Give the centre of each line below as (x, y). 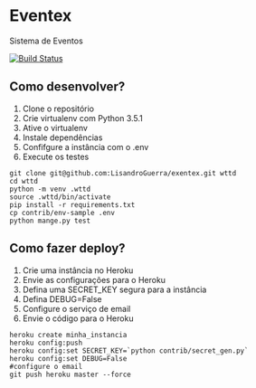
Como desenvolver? (67, 87)
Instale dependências (62, 137)
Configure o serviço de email (76, 308)
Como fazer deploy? (67, 248)
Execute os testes (56, 156)
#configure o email (46, 366)
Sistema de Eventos (46, 41)
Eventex (41, 16)
